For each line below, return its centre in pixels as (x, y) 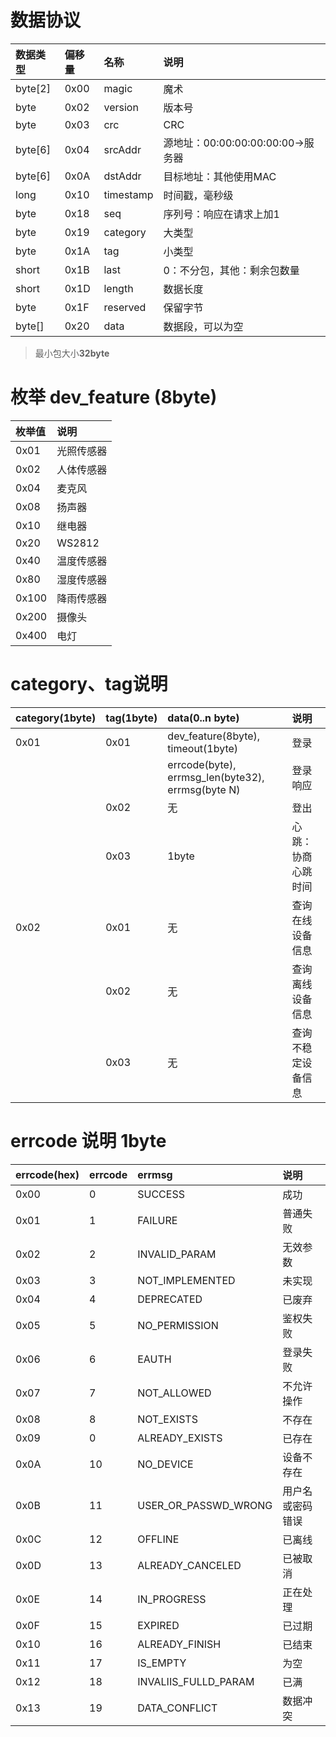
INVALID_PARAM (177, 1254)
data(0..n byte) (203, 718)
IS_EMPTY (162, 1663)
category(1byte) (56, 718)
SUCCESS (161, 1194)
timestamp (128, 194)
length (118, 288)
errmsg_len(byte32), (216, 777)
